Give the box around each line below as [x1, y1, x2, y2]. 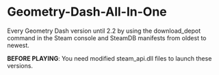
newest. [7, 41, 29, 49]
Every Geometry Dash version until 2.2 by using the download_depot [7, 27, 201, 35]
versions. [7, 61, 33, 70]
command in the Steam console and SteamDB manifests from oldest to [7, 33, 207, 42]
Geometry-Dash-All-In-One [7, 4, 168, 20]
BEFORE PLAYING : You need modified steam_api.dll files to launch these [7, 54, 212, 62]
